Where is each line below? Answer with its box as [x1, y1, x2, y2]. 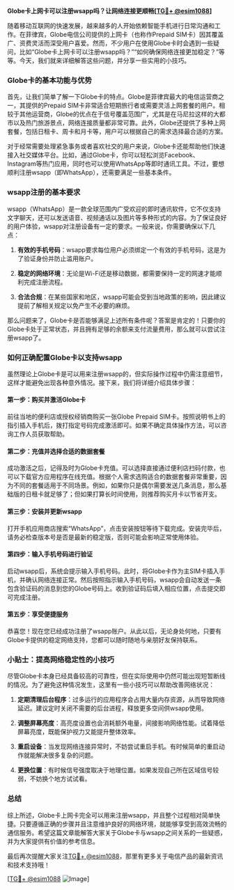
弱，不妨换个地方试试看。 [17, 774, 91, 783]
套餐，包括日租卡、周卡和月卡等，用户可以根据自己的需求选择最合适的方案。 [7, 127, 227, 136]
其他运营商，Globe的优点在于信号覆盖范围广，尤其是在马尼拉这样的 [19, 110, 214, 118]
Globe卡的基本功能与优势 [7, 75, 93, 85]
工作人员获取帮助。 [13, 430, 68, 438]
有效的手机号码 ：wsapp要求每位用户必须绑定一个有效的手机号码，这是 [17, 245, 220, 253]
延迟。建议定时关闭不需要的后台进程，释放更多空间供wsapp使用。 [17, 704, 208, 712]
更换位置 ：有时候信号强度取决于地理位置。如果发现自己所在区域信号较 [17, 766, 219, 774]
